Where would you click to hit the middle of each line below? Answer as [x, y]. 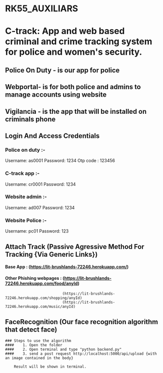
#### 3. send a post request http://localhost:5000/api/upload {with [81, 354]
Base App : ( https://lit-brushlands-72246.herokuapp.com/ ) [67, 267]
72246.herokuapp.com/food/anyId [41, 283]
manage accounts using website [56, 95]
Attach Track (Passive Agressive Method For [75, 247]
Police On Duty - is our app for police [62, 70]
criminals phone [30, 119]
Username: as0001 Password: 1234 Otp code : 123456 [60, 161]
